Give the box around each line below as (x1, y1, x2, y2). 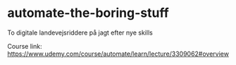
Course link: (7, 42, 42, 50)
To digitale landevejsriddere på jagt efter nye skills (7, 28, 153, 37)
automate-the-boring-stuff (7, 5, 169, 21)
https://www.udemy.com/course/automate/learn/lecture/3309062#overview (7, 49, 229, 58)
